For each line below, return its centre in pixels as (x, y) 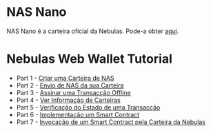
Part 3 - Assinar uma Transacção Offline (74, 92)
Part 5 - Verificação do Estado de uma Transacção (88, 107)
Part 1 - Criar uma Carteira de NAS (65, 78)
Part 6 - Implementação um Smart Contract (78, 114)
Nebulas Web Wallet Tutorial (90, 59)
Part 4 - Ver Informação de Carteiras (69, 100)
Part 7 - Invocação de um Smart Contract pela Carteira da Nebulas (111, 122)
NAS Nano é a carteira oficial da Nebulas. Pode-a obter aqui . (93, 31)
